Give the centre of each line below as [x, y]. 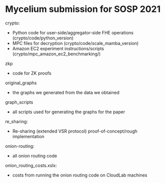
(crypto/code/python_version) [43, 38]
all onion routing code [35, 156]
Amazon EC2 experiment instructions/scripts [58, 48]
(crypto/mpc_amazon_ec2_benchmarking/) [56, 54]
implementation [28, 136]
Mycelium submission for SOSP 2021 [83, 9]
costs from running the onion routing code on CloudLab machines [80, 175]
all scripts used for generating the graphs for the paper [69, 112]
